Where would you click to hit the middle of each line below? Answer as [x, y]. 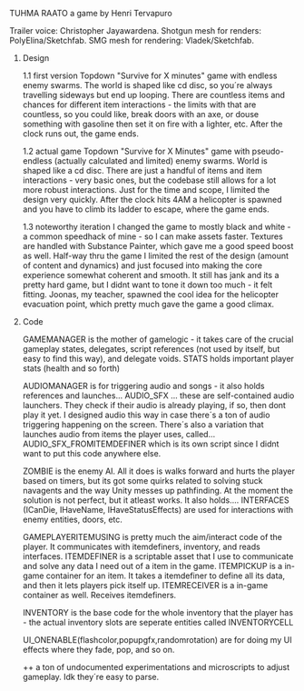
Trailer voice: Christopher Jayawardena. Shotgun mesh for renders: [135, 30]
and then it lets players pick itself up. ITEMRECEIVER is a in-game [145, 585]
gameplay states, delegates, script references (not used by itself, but [151, 349]
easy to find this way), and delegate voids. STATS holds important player [158, 359]
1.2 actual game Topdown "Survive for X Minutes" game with [136, 151]
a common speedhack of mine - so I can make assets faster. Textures [152, 236]
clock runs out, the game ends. [80, 134]
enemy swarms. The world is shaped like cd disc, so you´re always [147, 85]
